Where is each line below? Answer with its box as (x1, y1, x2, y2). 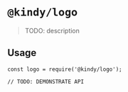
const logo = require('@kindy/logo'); (7, 66, 122, 73)
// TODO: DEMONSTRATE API (7, 78, 84, 85)
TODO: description (24, 26, 80, 35)
